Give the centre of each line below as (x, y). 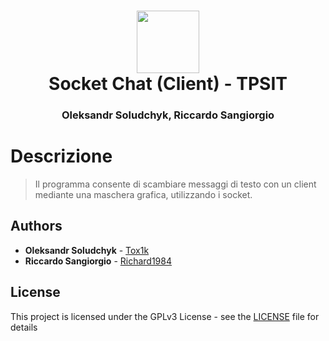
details (24, 327)
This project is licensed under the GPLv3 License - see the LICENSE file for (165, 316)
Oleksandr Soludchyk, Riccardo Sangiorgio (168, 115)
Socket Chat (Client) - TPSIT (168, 84)
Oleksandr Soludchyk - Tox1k (87, 250)
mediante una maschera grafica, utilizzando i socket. (143, 195)
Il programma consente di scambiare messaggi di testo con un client (175, 184)
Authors (36, 226)
